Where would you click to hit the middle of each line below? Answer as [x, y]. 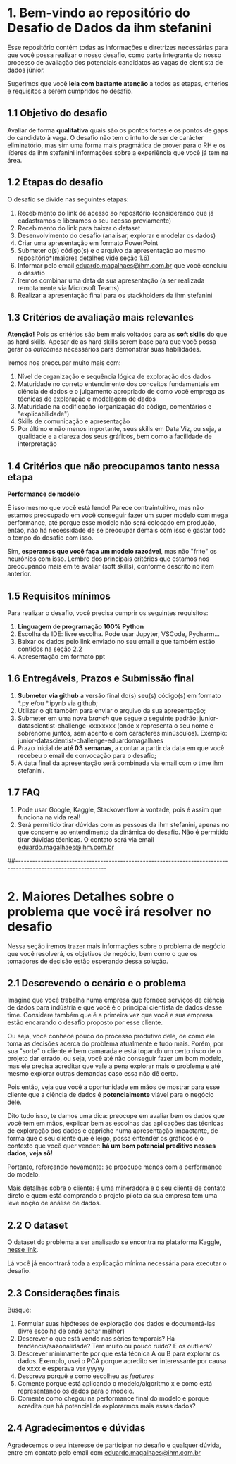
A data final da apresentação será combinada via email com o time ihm [120, 763]
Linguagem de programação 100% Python [81, 626]
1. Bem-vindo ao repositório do [99, 13]
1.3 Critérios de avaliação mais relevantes [100, 317]
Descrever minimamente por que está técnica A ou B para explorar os [119, 1353]
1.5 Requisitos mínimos [59, 596]
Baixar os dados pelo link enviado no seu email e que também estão [116, 641]
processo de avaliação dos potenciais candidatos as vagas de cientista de [115, 62]
